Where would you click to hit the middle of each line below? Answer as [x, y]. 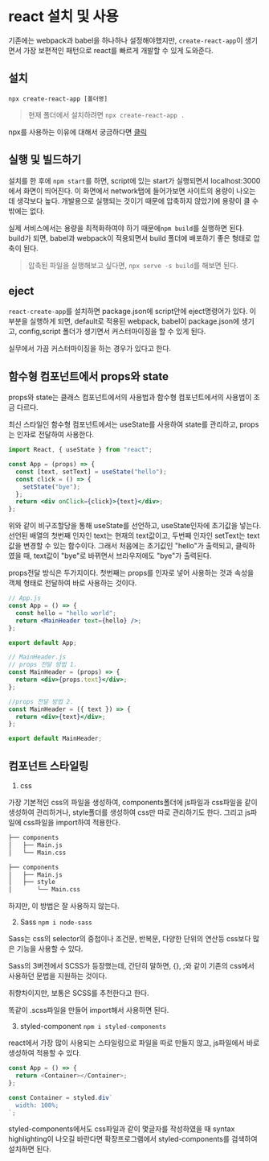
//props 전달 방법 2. [41, 701]
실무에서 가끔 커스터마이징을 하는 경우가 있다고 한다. [90, 349]
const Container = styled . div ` [61, 1097]
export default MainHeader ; [55, 739]
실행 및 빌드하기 [45, 160]
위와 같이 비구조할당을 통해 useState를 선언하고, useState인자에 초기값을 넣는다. [135, 526]
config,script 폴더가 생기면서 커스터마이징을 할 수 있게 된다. [112, 332]
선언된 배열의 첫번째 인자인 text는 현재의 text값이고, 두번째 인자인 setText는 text [134, 535]
